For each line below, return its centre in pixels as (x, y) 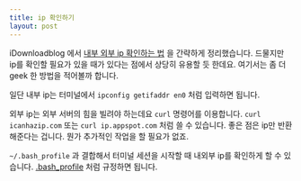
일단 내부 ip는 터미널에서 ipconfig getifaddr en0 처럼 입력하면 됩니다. (135, 95)
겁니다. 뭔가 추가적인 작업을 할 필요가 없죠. (114, 136)
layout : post (34, 26)
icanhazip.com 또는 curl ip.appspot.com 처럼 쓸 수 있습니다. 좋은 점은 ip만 (142, 125)
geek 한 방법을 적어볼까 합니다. (64, 75)
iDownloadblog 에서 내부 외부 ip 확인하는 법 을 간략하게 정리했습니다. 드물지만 (147, 53)
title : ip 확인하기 (42, 18)
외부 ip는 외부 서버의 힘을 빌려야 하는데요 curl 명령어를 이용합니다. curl (135, 113)
